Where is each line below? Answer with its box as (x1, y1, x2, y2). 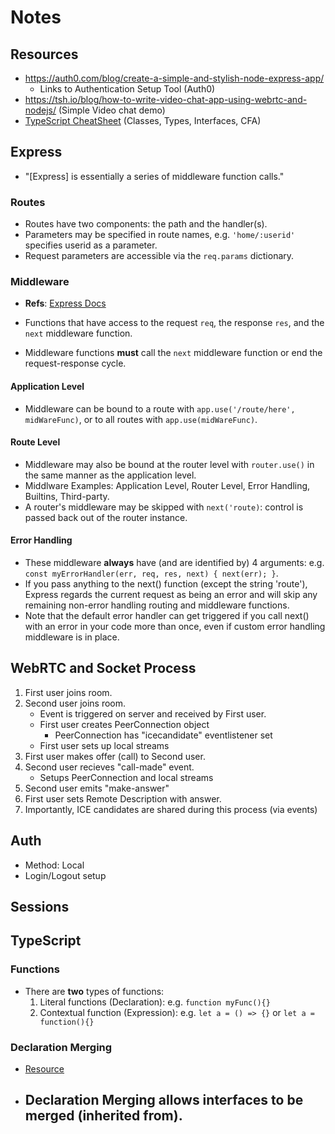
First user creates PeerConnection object (39, 718, 210, 730)
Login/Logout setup (24, 869, 107, 881)
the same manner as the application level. (24, 469, 197, 481)
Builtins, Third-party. (24, 490, 110, 502)
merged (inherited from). (24, 1107, 183, 1125)
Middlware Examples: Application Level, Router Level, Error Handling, (24, 479, 311, 491)
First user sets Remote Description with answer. (24, 792, 222, 805)
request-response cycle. (24, 357, 127, 370)
